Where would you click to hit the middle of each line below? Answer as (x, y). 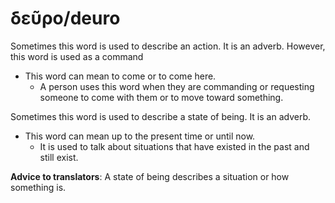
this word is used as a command (77, 56)
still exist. (59, 157)
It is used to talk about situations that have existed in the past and (174, 146)
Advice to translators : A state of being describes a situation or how (150, 176)
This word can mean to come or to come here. (120, 76)
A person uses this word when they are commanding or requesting (177, 86)
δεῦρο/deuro (65, 18)
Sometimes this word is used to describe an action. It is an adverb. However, (168, 46)
